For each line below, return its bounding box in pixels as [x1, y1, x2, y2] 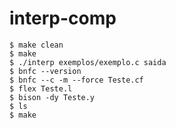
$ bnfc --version [9, 66, 82, 76]
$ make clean [9, 40, 64, 50]
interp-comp [9, 7, 117, 30]
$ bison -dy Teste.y [9, 92, 96, 102]
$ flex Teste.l [9, 83, 73, 94]
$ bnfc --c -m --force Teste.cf [9, 75, 144, 85]
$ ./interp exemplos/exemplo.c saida [9, 57, 167, 67]
